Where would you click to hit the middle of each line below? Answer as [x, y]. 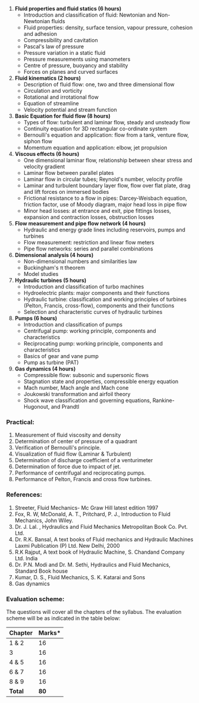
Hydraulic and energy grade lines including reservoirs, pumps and [105, 230]
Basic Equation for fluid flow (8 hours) [63, 116]
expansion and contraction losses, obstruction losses [89, 217]
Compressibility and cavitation [61, 40]
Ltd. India [26, 558]
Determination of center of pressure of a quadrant [76, 441]
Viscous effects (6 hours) [47, 154]
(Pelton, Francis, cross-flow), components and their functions [99, 305]
